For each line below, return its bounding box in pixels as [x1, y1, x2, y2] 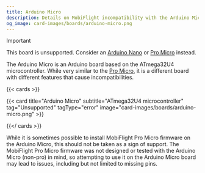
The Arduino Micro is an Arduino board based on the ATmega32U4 [6, 61, 174, 68]
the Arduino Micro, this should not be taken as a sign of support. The [6, 141, 179, 148]
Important [6, 37, 31, 45]
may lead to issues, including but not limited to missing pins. [6, 160, 157, 167]
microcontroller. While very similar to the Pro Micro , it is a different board [6, 67, 189, 75]
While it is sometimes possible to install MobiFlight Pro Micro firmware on [6, 134, 191, 141]
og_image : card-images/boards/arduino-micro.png [6, 20, 132, 26]
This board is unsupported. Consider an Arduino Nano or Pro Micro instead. [6, 49, 196, 56]
